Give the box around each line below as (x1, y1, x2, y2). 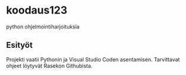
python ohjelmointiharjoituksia (6, 23, 80, 30)
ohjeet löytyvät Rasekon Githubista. (6, 62, 93, 69)
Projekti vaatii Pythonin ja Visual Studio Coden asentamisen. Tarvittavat (6, 56, 180, 63)
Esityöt (6, 40, 33, 50)
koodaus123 (6, 4, 68, 17)
